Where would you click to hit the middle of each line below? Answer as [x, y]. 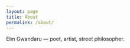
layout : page [22, 11]
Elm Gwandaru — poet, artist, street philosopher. [65, 39]
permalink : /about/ [30, 22]
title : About [22, 17]
